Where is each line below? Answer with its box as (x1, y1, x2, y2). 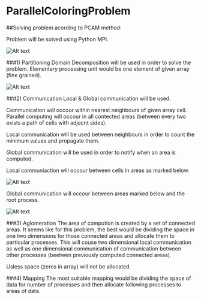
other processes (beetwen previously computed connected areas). (6, 251, 172, 258)
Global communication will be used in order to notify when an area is (6, 149, 176, 156)
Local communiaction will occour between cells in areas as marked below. (6, 167, 190, 174)
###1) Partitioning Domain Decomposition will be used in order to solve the (6, 59, 191, 66)
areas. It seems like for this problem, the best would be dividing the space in (6, 226, 195, 233)
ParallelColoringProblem (6, 4, 131, 18)
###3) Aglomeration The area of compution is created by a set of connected (6, 219, 196, 226)
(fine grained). (6, 71, 42, 78)
